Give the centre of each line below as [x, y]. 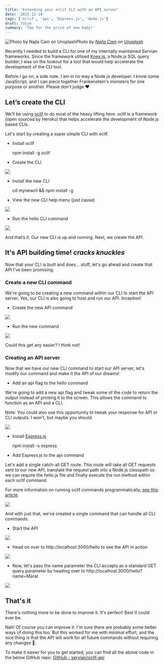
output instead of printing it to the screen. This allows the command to [76, 398]
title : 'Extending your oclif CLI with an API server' [62, 10]
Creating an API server [33, 357]
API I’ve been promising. [30, 269]
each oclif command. [26, 480]
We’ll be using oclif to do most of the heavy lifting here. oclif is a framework [81, 114]
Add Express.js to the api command [48, 455]
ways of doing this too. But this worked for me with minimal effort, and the [80, 633]
